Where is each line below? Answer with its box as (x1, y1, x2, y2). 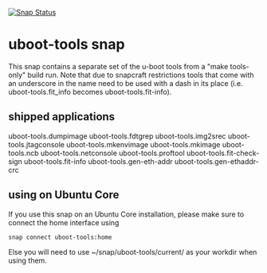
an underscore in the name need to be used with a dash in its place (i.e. (8, 78, 243, 88)
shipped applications (8, 110, 116, 123)
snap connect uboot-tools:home (8, 233, 112, 241)
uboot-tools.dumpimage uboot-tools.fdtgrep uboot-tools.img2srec (8, 131, 226, 141)
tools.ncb (8, 148, 39, 158)
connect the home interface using (8, 217, 120, 227)
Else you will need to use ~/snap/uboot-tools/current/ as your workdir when (8, 247, 257, 256)
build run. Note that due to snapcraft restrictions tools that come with (27, 70, 254, 80)
